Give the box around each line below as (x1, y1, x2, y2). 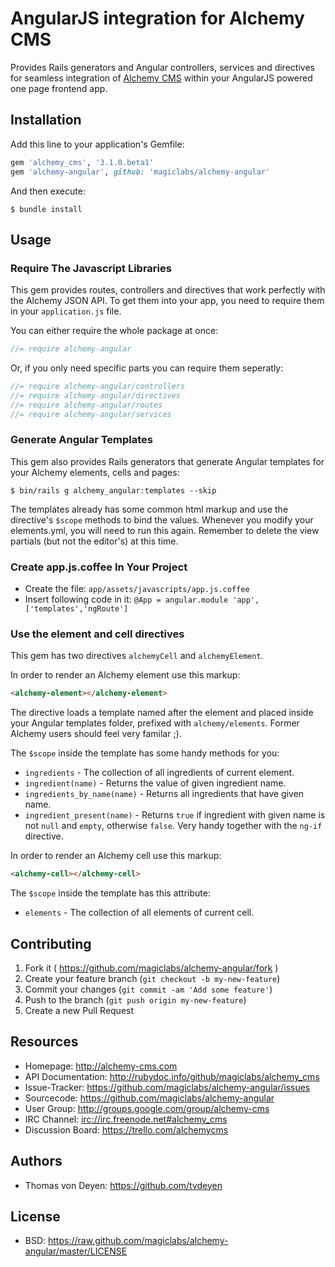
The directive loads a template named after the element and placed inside (10, 707, 314, 719)
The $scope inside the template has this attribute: (10, 887, 211, 899)
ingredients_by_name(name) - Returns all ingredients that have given (24, 788, 305, 800)
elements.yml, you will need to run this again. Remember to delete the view (10, 524, 320, 536)
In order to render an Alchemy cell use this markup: (10, 850, 222, 862)
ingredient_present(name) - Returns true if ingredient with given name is (24, 809, 326, 821)
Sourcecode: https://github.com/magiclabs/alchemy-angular (24, 1092, 275, 1104)
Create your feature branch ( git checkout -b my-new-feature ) (24, 973, 281, 985)
